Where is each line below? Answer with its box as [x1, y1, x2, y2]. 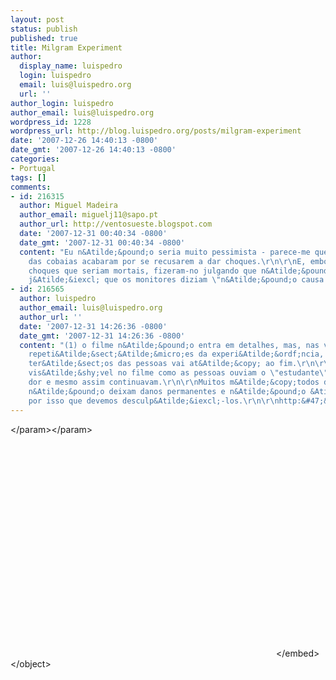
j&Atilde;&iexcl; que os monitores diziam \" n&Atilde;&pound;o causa [28, 275, 325, 285]
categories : [10, 154, 60, 164]
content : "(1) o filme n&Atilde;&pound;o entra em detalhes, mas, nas [19, 340, 320, 350]
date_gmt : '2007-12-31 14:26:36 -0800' [19, 331, 186, 341]
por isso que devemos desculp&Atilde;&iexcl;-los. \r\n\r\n [28, 396, 280, 406]
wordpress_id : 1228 [10, 117, 92, 127]
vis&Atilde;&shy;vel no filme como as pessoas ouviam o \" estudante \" [28, 368, 329, 378]
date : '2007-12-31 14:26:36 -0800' [19, 321, 168, 331]
